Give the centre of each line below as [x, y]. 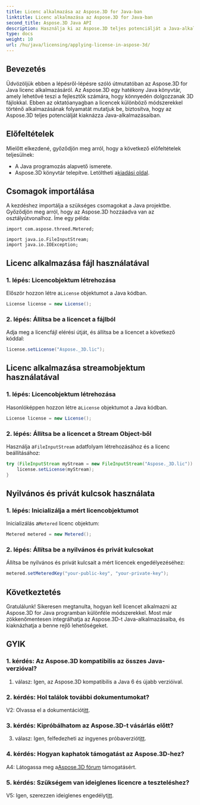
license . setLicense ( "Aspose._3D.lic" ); [56, 349]
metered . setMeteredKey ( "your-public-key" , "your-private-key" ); [87, 574]
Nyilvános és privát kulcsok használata [81, 493]
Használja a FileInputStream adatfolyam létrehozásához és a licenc [88, 446]
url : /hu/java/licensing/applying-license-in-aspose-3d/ [78, 45]
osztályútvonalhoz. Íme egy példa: [48, 218]
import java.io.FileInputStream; [48, 240]
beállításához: [23, 453]
